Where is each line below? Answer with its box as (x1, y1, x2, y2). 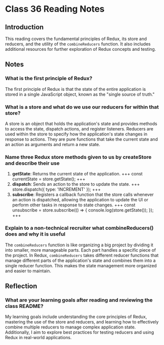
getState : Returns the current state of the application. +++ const (12, 171, 143, 177)
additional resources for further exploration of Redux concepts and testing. (5, 46, 156, 52)
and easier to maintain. (5, 268, 51, 274)
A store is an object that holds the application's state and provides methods (5, 121, 158, 127)
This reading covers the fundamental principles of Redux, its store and (5, 36, 147, 42)
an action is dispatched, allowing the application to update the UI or (12, 197, 148, 203)
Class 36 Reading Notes (5, 3, 105, 15)
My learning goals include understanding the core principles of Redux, (5, 314, 147, 320)
